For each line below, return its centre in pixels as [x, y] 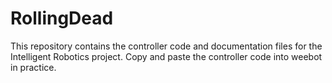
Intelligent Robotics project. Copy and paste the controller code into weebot [166, 56]
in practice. [33, 67]
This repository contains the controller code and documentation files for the [166, 46]
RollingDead [62, 18]
